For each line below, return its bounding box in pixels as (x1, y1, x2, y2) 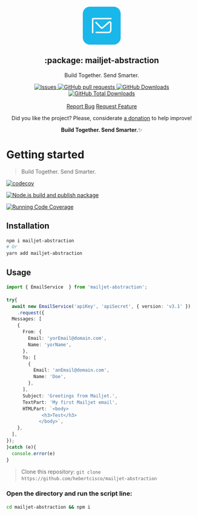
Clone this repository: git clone (21, 468, 101, 475)
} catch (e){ (6, 444, 36, 450)
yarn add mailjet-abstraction (6, 250, 83, 257)
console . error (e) (12, 450, 56, 457)
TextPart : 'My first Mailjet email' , (22, 399, 118, 406)
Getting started (6, 148, 85, 161)
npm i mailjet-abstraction (6, 237, 74, 243)
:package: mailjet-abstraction (44, 55, 159, 66)
